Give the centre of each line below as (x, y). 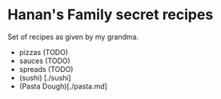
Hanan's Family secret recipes (110, 15)
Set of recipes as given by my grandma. (73, 37)
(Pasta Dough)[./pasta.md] (63, 86)
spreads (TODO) (46, 69)
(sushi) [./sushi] (45, 77)
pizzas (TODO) (44, 52)
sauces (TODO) (45, 61)
